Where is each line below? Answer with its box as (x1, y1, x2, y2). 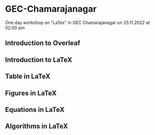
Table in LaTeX (5, 72, 51, 81)
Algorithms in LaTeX (5, 122, 68, 131)
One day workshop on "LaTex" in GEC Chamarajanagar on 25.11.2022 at (5, 20, 150, 25)
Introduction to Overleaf (5, 39, 80, 47)
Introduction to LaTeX (5, 55, 73, 64)
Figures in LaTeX (5, 89, 57, 97)
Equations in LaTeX (5, 105, 65, 113)
